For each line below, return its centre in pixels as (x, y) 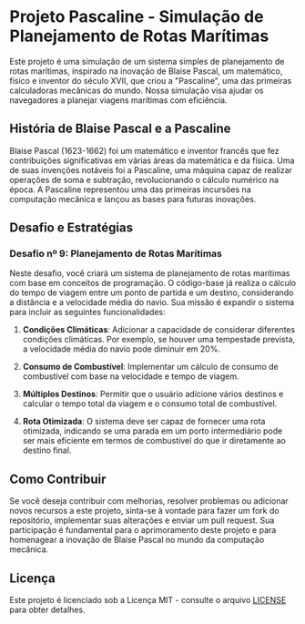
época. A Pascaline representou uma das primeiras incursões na (131, 189)
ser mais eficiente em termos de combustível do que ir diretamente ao (154, 441)
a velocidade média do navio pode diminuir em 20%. (122, 349)
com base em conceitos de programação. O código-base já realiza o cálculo (153, 283)
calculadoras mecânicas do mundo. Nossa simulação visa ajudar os (137, 90)
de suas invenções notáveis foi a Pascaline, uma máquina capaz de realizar (151, 169)
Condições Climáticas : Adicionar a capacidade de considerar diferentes (159, 330)
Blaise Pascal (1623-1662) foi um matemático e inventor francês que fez (144, 150)
